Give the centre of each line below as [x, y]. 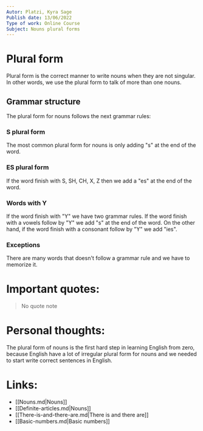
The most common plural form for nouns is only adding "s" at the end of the [101, 145]
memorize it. [22, 265]
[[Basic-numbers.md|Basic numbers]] [63, 421]
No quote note [39, 306]
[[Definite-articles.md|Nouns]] [53, 408]
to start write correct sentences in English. [59, 360]
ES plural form [28, 167]
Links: [22, 385]
